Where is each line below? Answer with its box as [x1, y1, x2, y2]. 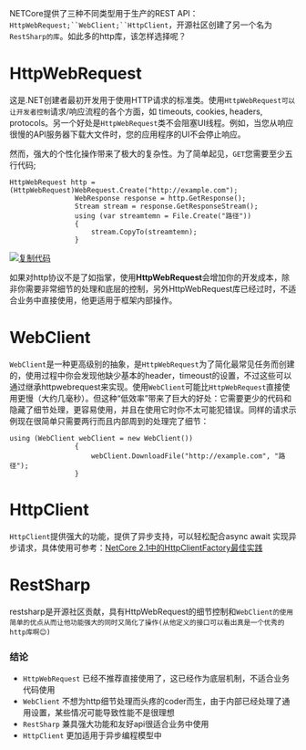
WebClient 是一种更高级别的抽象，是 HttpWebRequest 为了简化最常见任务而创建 [9, 359, 295, 370]
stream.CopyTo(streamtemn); [90, 227, 198, 236]
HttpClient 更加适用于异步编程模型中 [22, 730, 162, 741]
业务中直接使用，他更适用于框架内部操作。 [16, 295, 178, 306]
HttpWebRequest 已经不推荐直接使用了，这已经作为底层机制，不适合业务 [22, 673, 290, 684]
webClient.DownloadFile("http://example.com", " [90, 451, 280, 461]
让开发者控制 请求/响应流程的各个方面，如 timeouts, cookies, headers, [9, 106, 263, 117]
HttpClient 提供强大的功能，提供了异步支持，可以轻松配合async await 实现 [9, 530, 290, 541]
